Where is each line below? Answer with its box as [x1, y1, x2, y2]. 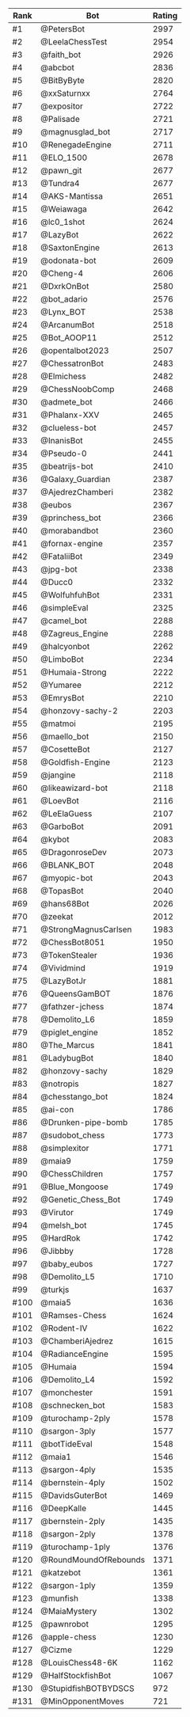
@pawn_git [40, 165, 82, 176]
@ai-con [40, 1104, 74, 1115]
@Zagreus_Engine [40, 629, 108, 639]
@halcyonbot [40, 641, 90, 651]
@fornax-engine [40, 538, 103, 549]
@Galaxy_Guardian [40, 474, 111, 484]
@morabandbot [40, 526, 99, 536]
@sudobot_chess [40, 1130, 105, 1141]
